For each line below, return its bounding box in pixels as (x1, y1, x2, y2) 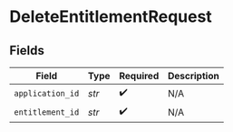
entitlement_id (14, 107, 80, 117)
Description (167, 70, 219, 82)
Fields (9, 43, 45, 58)
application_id (14, 88, 80, 98)
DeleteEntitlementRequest (9, 6, 213, 27)
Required (119, 70, 160, 82)
